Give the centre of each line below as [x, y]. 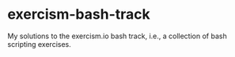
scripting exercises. [40, 44]
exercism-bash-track [79, 14]
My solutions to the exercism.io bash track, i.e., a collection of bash [117, 36]
